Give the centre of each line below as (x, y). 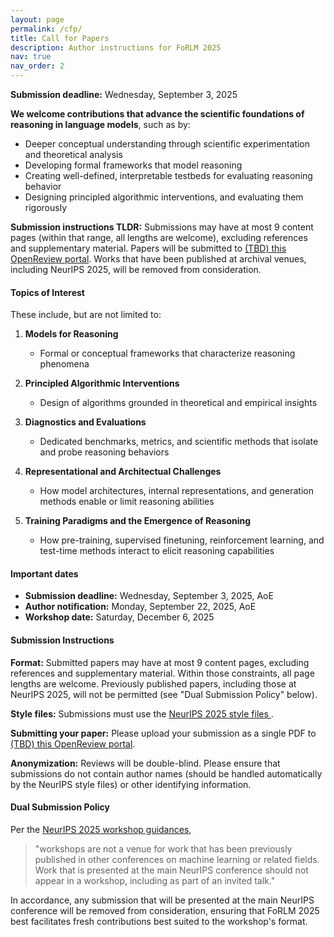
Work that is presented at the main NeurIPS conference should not (171, 870)
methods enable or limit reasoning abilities (127, 502)
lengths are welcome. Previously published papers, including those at (153, 683)
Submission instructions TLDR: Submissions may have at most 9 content (162, 227)
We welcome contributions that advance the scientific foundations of (157, 114)
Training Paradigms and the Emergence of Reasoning (138, 521)
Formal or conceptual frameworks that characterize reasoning (167, 353)
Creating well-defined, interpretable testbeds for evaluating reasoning (168, 175)
